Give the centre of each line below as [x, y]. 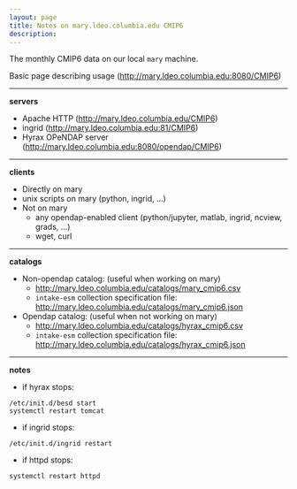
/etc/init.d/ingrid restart [61, 444]
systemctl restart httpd [55, 477]
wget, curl [53, 236]
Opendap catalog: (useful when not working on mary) [120, 317]
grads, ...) [53, 227]
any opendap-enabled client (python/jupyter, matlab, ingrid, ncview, [159, 218]
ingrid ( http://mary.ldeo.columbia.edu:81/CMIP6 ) [110, 128]
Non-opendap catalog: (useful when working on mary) [121, 279]
